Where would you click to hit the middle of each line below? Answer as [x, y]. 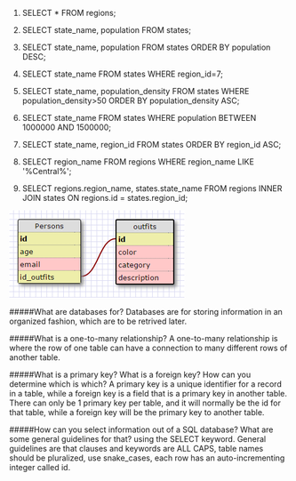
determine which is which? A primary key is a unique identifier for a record [145, 384]
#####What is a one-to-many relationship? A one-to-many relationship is [144, 338]
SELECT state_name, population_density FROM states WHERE [136, 91]
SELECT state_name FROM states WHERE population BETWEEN [139, 118]
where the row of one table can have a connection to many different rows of [148, 348]
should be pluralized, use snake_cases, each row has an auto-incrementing [147, 458]
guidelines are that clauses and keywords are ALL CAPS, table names [136, 449]
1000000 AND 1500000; [67, 127]
